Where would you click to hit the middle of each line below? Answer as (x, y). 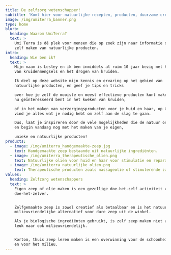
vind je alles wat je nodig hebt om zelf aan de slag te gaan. (83, 113)
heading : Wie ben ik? (33, 57)
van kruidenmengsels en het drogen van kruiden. (67, 72)
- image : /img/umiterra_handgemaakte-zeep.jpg (60, 146)
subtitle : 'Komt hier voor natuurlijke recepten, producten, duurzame (82, 15)
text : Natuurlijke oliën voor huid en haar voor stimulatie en (83, 160)
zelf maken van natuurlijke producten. (57, 48)
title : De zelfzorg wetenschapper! (43, 10)
